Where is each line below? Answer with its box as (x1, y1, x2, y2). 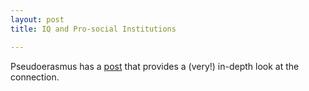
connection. (10, 71, 60, 83)
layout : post (10, 14, 65, 25)
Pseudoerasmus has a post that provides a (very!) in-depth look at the (10, 60, 300, 72)
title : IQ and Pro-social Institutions (10, 24, 177, 34)
